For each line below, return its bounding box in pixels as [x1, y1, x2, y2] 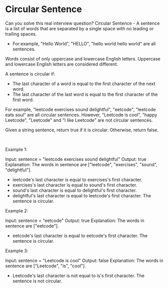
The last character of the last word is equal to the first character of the [12, 91, 158, 97]
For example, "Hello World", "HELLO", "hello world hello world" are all [12, 40, 156, 46]
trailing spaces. [5, 31, 37, 37]
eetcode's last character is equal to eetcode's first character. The [12, 233, 148, 239]
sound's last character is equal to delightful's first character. [12, 187, 137, 193]
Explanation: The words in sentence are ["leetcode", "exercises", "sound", [5, 161, 158, 167]
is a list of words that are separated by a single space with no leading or [5, 25, 154, 31]
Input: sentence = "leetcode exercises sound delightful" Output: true [5, 156, 146, 162]
